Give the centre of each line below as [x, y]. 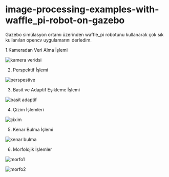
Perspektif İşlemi [30, 70]
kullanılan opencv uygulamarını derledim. [49, 40]
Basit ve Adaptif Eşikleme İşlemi [46, 90]
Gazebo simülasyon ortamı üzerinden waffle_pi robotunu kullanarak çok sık [84, 34]
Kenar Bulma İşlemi [33, 129]
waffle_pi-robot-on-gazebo [65, 20]
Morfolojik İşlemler [32, 149]
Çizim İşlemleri [28, 109]
